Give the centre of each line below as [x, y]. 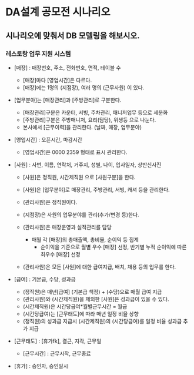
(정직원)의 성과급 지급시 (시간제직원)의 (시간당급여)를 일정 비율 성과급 [102, 321]
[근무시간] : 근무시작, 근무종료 [57, 353]
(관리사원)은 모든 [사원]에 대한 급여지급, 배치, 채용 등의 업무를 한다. [99, 267]
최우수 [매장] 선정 [60, 254]
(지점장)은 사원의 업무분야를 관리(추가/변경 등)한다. [81, 215]
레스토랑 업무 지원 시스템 [38, 53]
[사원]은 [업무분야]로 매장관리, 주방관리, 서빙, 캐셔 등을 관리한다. [96, 189]
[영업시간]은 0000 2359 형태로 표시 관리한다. [75, 152]
